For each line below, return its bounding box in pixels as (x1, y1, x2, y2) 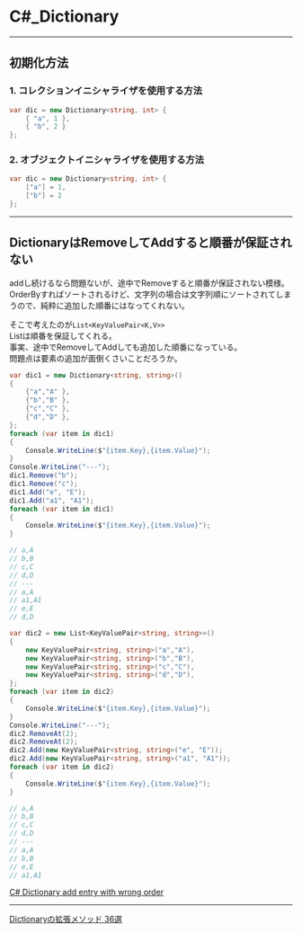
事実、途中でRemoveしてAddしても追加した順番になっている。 (9, 342, 243, 352)
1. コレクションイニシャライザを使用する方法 (9, 84, 203, 97)
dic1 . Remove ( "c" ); (9, 479, 78, 489)
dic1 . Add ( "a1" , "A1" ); (9, 496, 94, 505)
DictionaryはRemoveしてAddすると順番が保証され (9, 235, 292, 251)
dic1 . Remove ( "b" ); (9, 471, 78, 480)
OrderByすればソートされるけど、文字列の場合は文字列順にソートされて (9, 289, 276, 299)
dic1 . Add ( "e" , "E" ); (9, 487, 87, 496)
